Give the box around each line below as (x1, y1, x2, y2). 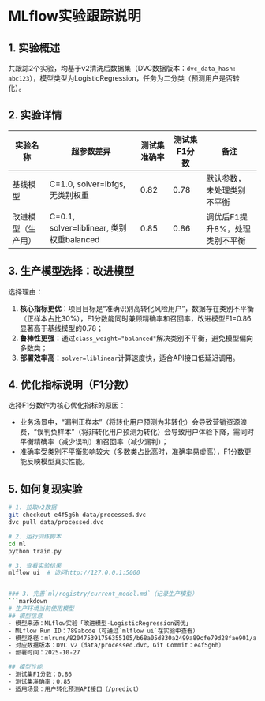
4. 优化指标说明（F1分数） (8, 378, 136, 392)
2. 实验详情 (8, 108, 62, 122)
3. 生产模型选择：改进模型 (8, 264, 135, 278)
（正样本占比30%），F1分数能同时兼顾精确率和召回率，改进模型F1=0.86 (19, 313, 252, 323)
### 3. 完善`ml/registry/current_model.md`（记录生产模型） (8, 590, 198, 598)
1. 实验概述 (8, 41, 61, 54)
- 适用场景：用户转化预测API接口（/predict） (8, 684, 143, 693)
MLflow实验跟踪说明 (8, 7, 142, 25)
